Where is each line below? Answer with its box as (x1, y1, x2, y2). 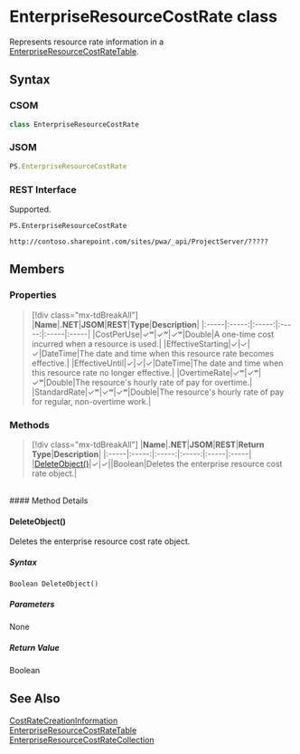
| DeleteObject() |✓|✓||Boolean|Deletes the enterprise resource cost (31, 458, 283, 469)
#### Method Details (9, 495, 89, 506)
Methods (9, 418, 50, 431)
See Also (9, 691, 61, 707)
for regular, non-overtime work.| (31, 396, 152, 406)
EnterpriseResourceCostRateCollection (9, 734, 155, 745)
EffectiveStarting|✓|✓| (165, 338, 250, 349)
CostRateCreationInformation (9, 715, 118, 726)
